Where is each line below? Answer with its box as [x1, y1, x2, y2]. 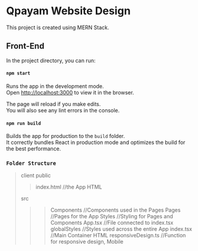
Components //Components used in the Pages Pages [50, 206, 181, 214]
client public [20, 172, 51, 179]
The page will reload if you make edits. [6, 100, 101, 108]
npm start [6, 70, 31, 77]
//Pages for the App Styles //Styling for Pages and [50, 213, 174, 220]
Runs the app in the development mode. [6, 82, 104, 90]
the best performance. [6, 145, 61, 152]
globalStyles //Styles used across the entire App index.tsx [50, 225, 192, 233]
